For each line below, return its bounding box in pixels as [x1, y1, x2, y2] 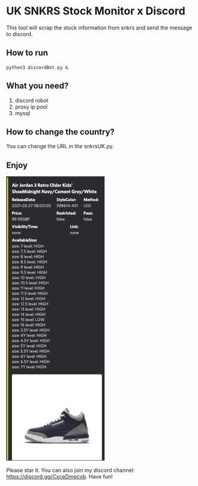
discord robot [14, 97, 49, 104]
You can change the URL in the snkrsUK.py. [6, 143, 114, 150]
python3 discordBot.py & [6, 64, 68, 70]
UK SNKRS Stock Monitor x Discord [6, 4, 186, 18]
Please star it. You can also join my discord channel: [6, 467, 135, 474]
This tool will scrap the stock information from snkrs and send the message [6, 24, 193, 31]
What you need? [6, 81, 69, 91]
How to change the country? [6, 127, 115, 137]
